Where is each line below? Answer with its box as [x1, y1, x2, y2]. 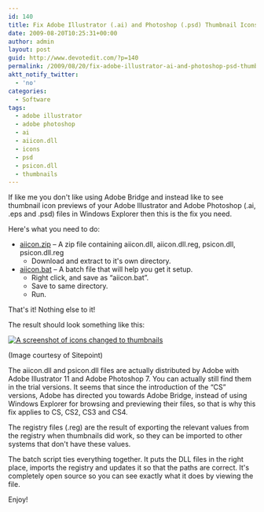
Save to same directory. [31, 281, 108, 291]
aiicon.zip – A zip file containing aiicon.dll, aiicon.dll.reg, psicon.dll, [19, 240, 236, 249]
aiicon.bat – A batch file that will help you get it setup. [19, 265, 193, 274]
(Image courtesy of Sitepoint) [8, 350, 104, 360]
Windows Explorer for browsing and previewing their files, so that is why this [8, 399, 256, 408]
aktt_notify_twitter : [8, 71, 79, 79]
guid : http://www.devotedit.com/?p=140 [8, 54, 139, 62]
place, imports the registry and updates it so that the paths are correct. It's [8, 463, 250, 473]
